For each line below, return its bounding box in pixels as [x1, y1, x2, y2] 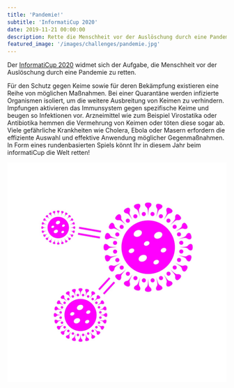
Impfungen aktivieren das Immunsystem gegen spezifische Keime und [7, 104, 209, 112]
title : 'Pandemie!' [7, 11, 64, 18]
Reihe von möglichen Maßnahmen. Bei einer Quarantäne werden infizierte [7, 89, 219, 98]
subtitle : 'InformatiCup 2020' [7, 18, 98, 26]
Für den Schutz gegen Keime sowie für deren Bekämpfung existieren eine [7, 82, 219, 90]
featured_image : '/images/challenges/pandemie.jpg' [7, 40, 160, 48]
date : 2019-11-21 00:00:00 [7, 26, 86, 33]
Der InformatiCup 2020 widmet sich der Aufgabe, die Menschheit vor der [7, 61, 217, 69]
